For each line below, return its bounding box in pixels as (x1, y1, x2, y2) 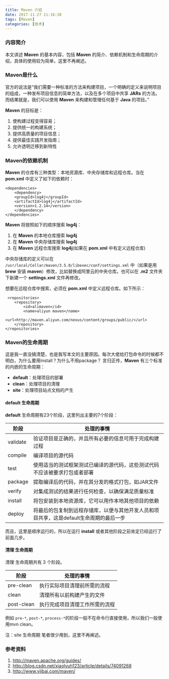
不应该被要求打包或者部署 (33, 469, 94, 476)
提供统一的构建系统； (12, 124, 57, 130)
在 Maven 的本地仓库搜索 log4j (12, 232, 77, 238)
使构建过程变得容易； (12, 118, 57, 124)
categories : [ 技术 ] (5, 21, 45, 27)
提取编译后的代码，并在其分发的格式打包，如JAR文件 (33, 478, 159, 485)
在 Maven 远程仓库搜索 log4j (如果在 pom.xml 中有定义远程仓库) (12, 245, 146, 251)
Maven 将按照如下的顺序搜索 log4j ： (5, 222, 82, 228)
